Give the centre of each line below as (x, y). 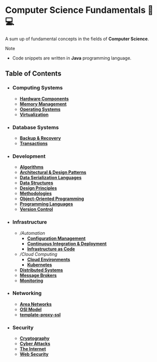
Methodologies (36, 194)
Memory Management (43, 104)
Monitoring (31, 281)
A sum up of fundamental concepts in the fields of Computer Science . (77, 39)
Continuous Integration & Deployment (67, 243)
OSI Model (31, 309)
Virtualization (34, 114)
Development (29, 156)
